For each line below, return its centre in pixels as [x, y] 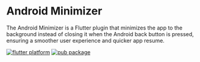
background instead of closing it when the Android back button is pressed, [100, 34]
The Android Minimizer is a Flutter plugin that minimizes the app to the [95, 28]
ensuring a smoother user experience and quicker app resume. [85, 40]
